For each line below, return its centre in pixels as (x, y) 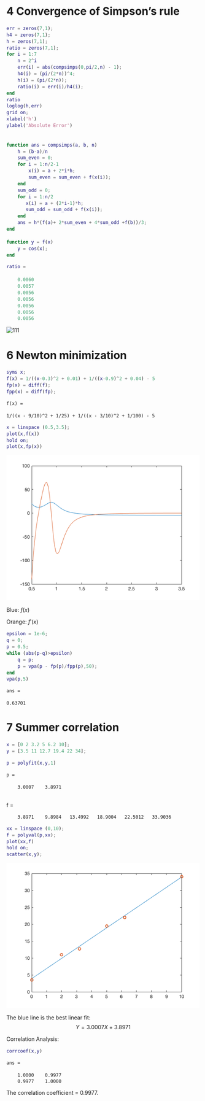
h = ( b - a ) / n (33, 152)
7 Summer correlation (63, 728)
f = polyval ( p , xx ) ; (31, 835)
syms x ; (16, 373)
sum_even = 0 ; (35, 158)
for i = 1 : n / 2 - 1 (38, 164)
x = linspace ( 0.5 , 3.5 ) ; (38, 427)
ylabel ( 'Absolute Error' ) (39, 126)
